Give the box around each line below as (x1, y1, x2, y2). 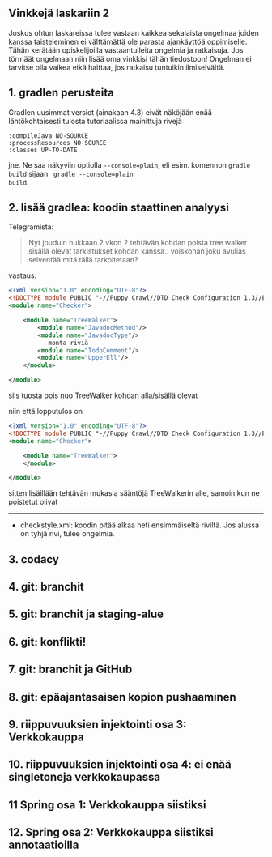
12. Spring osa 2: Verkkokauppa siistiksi (8, 825, 215, 839)
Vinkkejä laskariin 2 (8, 6, 110, 20)
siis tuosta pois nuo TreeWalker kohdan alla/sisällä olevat (8, 390, 198, 400)
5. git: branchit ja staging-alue (8, 608, 164, 621)
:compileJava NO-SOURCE (8, 131, 89, 140)
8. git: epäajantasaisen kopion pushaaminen (8, 690, 236, 704)
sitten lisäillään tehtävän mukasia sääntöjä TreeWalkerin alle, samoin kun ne (8, 488, 261, 498)
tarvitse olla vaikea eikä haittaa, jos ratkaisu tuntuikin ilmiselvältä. (8, 62, 225, 72)
